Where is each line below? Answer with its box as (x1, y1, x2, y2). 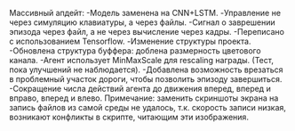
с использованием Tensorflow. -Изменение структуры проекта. (9, 36, 251, 46)
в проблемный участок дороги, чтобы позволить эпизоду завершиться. (9, 74, 283, 84)
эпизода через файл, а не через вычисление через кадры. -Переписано (9, 27, 284, 37)
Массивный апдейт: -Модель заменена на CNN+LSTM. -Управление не (9, 8, 282, 18)
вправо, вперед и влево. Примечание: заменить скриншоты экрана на (9, 93, 279, 103)
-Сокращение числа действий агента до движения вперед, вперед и (9, 84, 271, 94)
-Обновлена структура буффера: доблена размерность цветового (9, 45, 261, 56)
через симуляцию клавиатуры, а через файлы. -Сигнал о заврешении (9, 17, 275, 28)
